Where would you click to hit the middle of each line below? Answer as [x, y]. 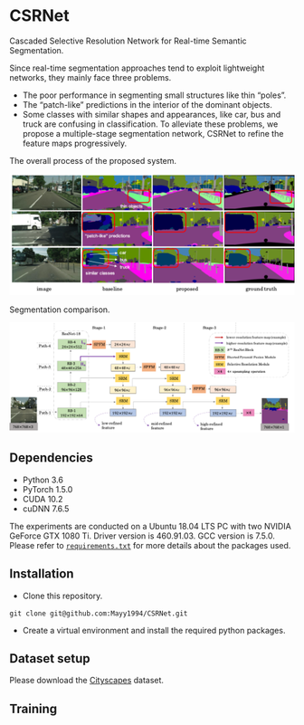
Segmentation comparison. [60, 310]
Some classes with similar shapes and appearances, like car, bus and [152, 114]
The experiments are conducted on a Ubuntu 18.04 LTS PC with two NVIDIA [150, 526]
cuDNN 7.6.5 [46, 509]
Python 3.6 [43, 480]
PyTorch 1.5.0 [47, 489]
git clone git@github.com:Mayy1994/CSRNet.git [99, 613]
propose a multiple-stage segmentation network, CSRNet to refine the [153, 133]
